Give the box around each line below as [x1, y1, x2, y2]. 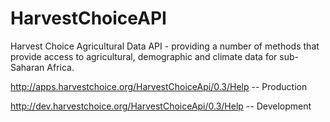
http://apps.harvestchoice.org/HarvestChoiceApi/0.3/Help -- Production [10, 80, 308, 92]
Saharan [10, 61, 45, 73]
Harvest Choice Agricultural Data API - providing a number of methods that [10, 40, 320, 52]
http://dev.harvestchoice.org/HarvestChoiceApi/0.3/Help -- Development [10, 100, 312, 112]
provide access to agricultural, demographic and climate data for [10, 50, 278, 62]
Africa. [46, 61, 75, 73]
